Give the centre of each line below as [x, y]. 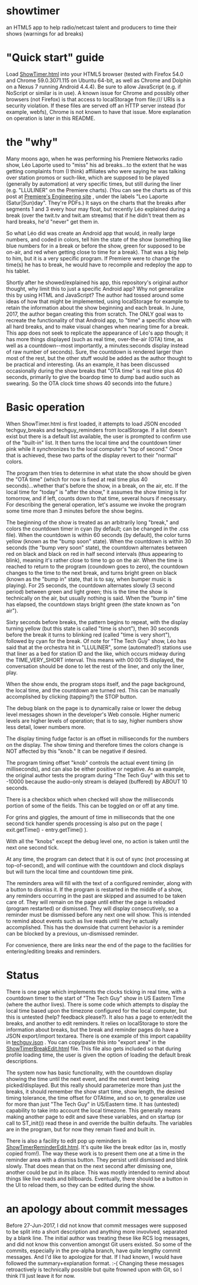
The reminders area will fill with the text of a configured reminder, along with [99, 883]
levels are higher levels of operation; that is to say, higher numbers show [95, 721]
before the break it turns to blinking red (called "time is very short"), [89, 634]
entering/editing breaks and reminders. [54, 951]
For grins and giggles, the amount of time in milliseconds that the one [90, 817]
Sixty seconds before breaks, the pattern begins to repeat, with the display [97, 622]
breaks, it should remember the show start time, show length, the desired [95, 1091]
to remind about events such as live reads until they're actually [82, 921]
